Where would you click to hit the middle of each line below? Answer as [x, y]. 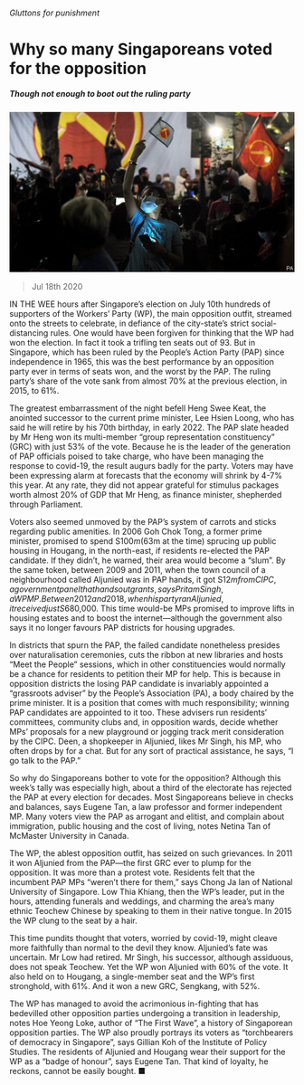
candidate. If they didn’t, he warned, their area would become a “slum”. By [148, 560]
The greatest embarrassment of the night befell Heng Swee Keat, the [138, 408]
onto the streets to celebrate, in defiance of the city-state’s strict [129, 324]
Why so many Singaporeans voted [141, 49]
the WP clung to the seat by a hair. [73, 921]
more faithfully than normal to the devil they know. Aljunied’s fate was [139, 948]
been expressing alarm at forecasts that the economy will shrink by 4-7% [146, 476]
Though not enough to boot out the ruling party [100, 94]
